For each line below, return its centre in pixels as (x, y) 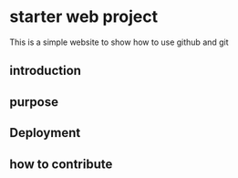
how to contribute (61, 164)
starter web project (83, 17)
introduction (46, 71)
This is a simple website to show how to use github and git (119, 42)
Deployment (45, 133)
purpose (34, 102)
